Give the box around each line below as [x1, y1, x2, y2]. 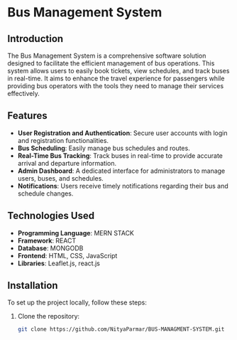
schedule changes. [17, 189, 74, 198]
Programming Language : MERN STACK [17, 228, 135, 237]
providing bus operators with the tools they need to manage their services [7, 82, 224, 90]
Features [7, 110, 48, 122]
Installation [7, 280, 58, 292]
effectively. [7, 90, 40, 97]
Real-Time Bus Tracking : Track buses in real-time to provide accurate [17, 151, 224, 160]
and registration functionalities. [17, 136, 109, 144]
